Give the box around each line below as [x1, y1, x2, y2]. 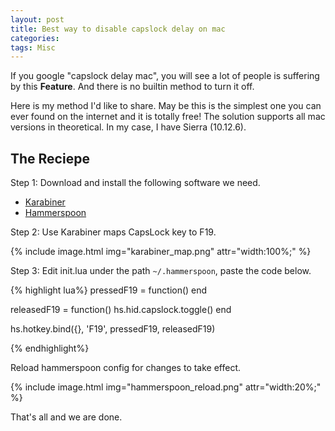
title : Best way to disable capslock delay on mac [10, 24, 226, 34]
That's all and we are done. [10, 411, 123, 423]
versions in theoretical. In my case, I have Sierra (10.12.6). [10, 121, 247, 133]
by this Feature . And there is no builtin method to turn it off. [10, 81, 255, 93]
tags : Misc [10, 42, 56, 53]
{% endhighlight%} [10, 342, 90, 355]
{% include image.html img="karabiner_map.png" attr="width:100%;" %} [10, 246, 312, 258]
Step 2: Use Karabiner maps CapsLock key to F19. [10, 226, 217, 238]
